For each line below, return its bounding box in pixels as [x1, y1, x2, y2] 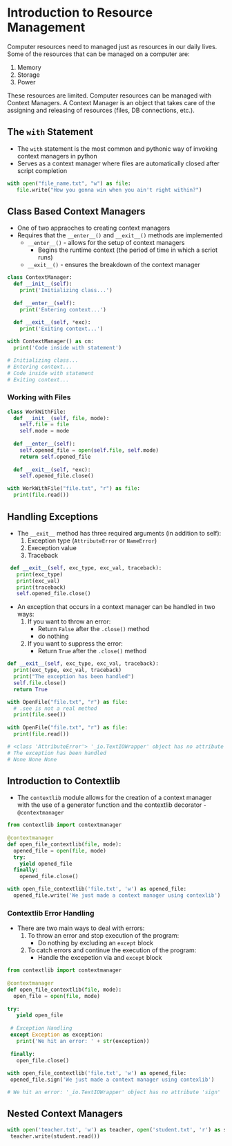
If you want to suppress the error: [27, 639, 123, 648]
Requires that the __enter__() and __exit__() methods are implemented [17, 231, 223, 239]
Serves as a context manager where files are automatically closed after [17, 159, 220, 167]
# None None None [7, 756, 57, 763]
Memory [17, 63, 41, 71]
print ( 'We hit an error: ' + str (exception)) [16, 1037, 150, 1044]
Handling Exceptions [7, 511, 99, 522]
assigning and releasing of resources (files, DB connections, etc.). [7, 106, 195, 114]
